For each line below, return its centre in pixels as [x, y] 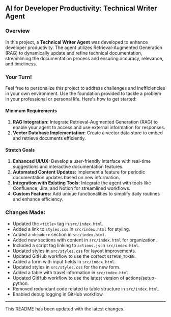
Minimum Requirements [31, 111]
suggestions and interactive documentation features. [68, 167]
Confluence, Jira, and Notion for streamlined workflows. [72, 188]
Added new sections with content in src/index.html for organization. [85, 240]
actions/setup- [141, 278]
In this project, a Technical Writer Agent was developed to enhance [77, 42]
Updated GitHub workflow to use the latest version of [68, 278]
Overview [18, 31]
